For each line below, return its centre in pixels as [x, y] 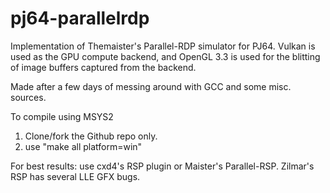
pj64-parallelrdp [80, 18]
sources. [28, 97]
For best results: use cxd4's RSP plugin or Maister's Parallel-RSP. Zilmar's [162, 166]
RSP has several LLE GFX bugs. [75, 176]
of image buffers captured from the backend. [103, 67]
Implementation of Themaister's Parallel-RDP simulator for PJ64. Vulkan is [163, 46]
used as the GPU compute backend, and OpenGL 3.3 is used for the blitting [165, 56]
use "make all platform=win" [83, 146]
